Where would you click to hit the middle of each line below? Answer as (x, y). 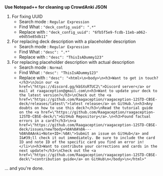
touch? (152, 78)
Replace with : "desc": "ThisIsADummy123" (61, 57)
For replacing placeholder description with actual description (73, 62)
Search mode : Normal (41, 67)
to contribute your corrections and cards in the (106, 146)
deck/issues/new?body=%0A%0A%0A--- (55, 129)
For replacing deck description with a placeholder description (74, 41)
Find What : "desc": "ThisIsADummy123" (58, 72)
